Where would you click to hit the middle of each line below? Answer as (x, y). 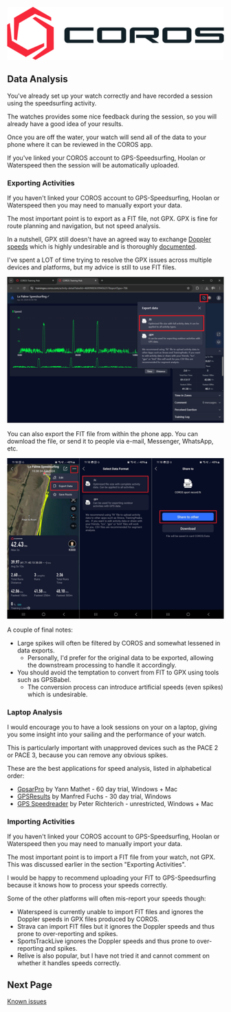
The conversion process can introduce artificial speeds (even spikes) (125, 687)
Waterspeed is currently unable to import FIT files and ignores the (110, 912)
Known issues (27, 1002)
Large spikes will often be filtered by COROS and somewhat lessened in (119, 643)
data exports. (36, 650)
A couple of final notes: (40, 630)
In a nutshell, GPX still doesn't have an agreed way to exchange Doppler (109, 239)
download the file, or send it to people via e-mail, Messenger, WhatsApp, (110, 441)
